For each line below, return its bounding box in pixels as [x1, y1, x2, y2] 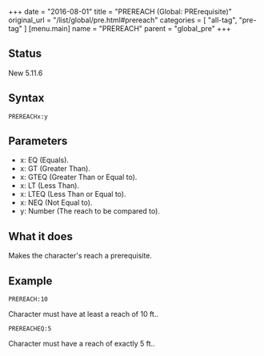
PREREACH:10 [8, 295, 48, 303]
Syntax [8, 91, 45, 105]
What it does [8, 230, 74, 243]
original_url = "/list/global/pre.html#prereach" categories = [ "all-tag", [8, 15, 238, 25]
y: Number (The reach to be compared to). [19, 206, 160, 216]
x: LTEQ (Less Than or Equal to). [19, 190, 126, 199]
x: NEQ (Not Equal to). [19, 198, 93, 207]
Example [8, 274, 53, 287]
